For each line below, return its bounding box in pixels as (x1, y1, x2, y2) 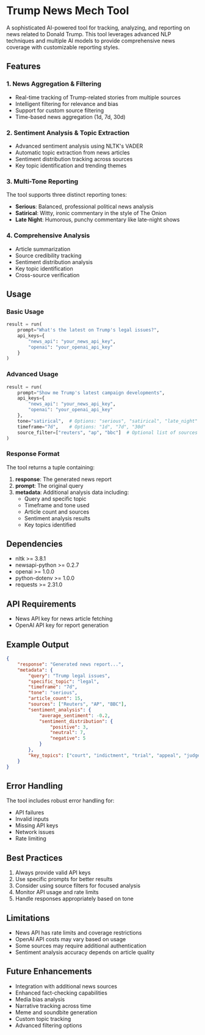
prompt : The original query (15, 482, 84, 489)
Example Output (6, 639, 69, 650)
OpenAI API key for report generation (15, 621, 109, 629)
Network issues (15, 828, 55, 836)
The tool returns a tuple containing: (6, 463, 95, 471)
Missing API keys (15, 822, 59, 829)
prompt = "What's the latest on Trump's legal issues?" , (17, 327, 160, 333)
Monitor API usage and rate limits (15, 889, 99, 896)
